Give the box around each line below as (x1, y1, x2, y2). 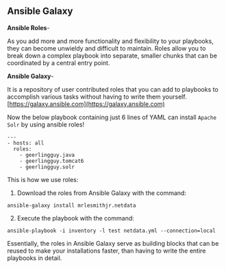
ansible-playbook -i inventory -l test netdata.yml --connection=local (7, 227, 216, 234)
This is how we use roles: (7, 175, 79, 183)
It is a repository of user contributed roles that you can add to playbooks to (7, 85, 219, 93)
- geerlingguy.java (19, 151, 75, 158)
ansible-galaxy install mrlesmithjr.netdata (7, 202, 136, 209)
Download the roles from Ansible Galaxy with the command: (16, 188, 187, 197)
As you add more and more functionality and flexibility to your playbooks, (7, 37, 214, 45)
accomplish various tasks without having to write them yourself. (7, 92, 187, 101)
